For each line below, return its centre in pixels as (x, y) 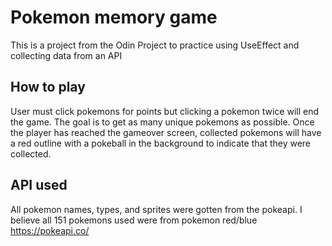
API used (39, 185)
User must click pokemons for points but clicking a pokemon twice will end (165, 111)
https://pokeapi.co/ (50, 230)
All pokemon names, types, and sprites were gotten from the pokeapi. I (156, 209)
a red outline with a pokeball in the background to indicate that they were (161, 143)
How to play (48, 87)
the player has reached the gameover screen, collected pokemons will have (166, 132)
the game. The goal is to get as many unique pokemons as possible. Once (162, 122)
